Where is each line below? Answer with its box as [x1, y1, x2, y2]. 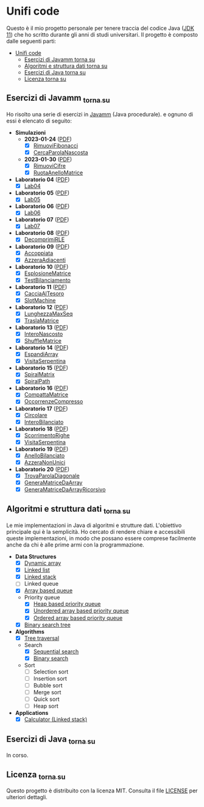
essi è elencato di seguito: [6, 117, 72, 124]
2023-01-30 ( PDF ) [24, 156, 72, 163]
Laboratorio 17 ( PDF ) [15, 404, 68, 412]
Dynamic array [24, 559, 62, 567]
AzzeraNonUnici [24, 459, 66, 466]
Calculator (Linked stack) [24, 716, 88, 723]
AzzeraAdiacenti [24, 256, 66, 264]
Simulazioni [15, 129, 46, 136]
